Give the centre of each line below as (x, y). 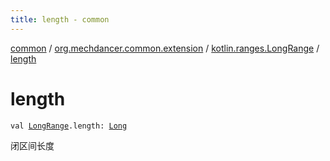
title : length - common (60, 19)
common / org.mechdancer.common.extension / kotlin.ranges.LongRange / (165, 48)
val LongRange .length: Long (69, 126)
